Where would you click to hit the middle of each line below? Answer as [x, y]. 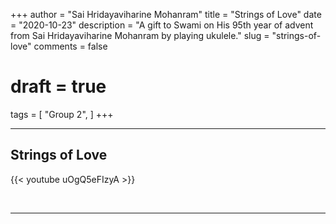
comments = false [70, 46]
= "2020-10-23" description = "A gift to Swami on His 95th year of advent [162, 25]
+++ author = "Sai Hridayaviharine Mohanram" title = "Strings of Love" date [166, 14]
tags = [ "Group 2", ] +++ [62, 114]
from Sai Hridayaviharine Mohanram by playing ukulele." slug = [140, 35]
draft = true [58, 86]
